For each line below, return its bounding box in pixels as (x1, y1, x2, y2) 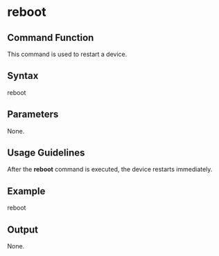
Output (7, 223, 38, 235)
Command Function (7, 32, 94, 44)
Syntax (7, 70, 39, 82)
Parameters (7, 109, 59, 120)
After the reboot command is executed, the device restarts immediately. (7, 165, 213, 174)
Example (7, 185, 46, 197)
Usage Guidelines (7, 147, 85, 159)
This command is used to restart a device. (7, 50, 128, 58)
